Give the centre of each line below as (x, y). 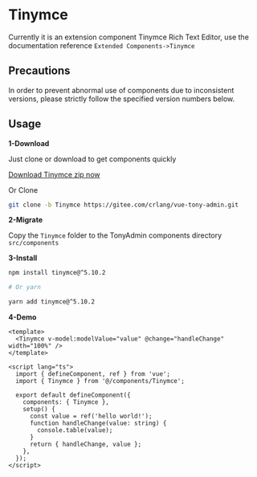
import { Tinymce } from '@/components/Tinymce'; (100, 381)
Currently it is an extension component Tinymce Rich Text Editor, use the (128, 37)
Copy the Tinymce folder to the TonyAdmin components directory (115, 235)
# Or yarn (25, 287)
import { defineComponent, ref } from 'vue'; (93, 374)
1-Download (29, 143)
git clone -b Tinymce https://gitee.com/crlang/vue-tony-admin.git (124, 205)
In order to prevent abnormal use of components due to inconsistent (121, 90)
